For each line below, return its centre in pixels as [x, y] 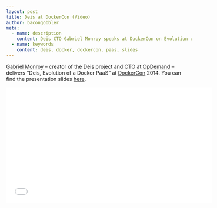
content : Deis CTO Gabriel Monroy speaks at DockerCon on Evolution [102, 39]
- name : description [36, 33]
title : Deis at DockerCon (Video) [49, 17]
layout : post [22, 11]
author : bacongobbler [33, 22]
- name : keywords [33, 45]
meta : [13, 28]
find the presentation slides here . [46, 79]
